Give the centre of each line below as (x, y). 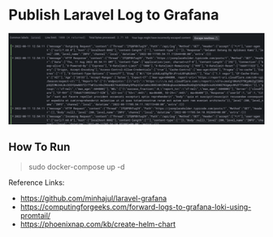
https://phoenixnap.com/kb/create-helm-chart (98, 224)
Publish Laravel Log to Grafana (114, 15)
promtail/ (35, 215)
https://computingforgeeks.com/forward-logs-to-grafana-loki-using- (136, 207)
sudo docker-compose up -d (76, 166)
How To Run (39, 147)
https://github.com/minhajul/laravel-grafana (93, 198)
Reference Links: (37, 182)
